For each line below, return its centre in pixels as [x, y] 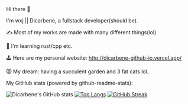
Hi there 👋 [18, 9]
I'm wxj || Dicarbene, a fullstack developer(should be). [72, 20]
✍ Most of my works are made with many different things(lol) [81, 32]
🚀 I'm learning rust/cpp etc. [39, 46]
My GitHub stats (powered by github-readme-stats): [69, 83]
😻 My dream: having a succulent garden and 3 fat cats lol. [77, 71]
